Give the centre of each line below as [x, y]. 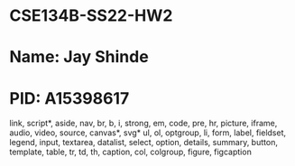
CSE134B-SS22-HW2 [91, 16]
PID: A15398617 [69, 98]
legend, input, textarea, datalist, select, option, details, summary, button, [143, 143]
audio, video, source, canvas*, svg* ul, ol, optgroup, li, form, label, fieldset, [148, 133]
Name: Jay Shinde [79, 57]
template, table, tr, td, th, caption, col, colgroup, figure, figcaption [131, 152]
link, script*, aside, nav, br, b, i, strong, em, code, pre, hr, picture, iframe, [143, 124]
